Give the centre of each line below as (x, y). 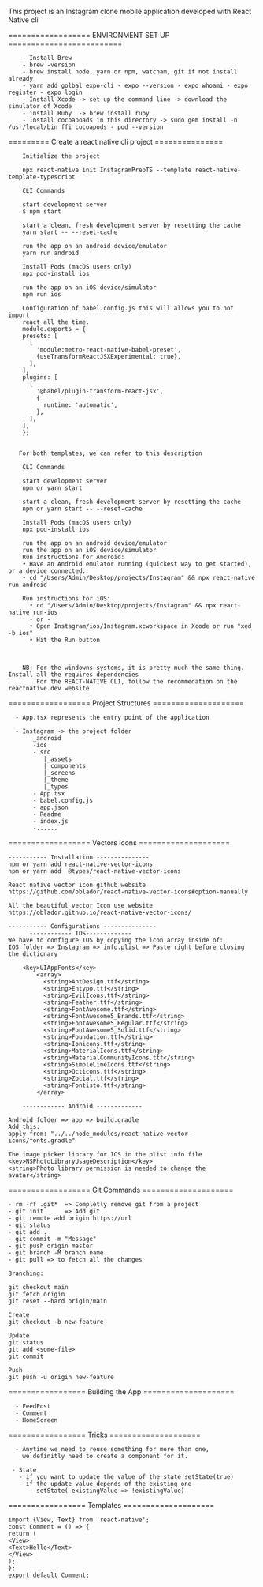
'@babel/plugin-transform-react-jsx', (100, 391)
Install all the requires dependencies (74, 675)
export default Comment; (49, 1575)
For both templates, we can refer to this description (110, 453)
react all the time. (56, 322)
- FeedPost (33, 1406)
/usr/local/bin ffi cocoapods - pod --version (86, 127)
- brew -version (49, 65)
